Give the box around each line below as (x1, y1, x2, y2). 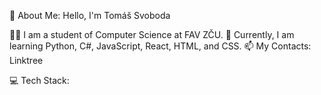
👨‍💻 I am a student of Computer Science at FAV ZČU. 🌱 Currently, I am (9, 29, 295, 40)
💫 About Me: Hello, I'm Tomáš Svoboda (9, 10, 171, 21)
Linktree (9, 55, 44, 66)
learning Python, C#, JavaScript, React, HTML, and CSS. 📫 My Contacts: (9, 40, 312, 52)
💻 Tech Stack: (9, 75, 70, 86)
